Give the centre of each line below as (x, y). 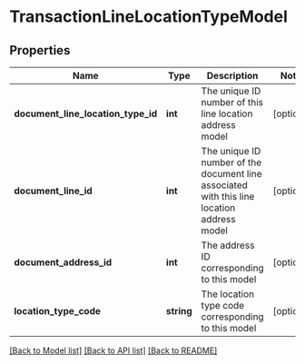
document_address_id (63, 262)
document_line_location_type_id (86, 113)
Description (232, 76)
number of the (231, 162)
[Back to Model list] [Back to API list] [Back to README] (113, 350)
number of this (232, 102)
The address (228, 245)
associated (224, 185)
